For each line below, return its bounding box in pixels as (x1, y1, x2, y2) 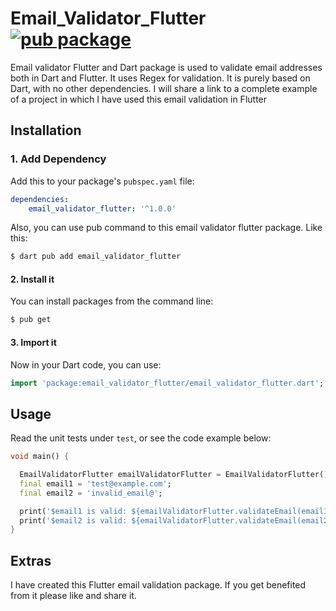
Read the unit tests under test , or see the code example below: (10, 432, 272, 444)
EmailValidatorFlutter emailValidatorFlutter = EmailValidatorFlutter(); (19, 470, 333, 480)
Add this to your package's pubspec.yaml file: (10, 175, 195, 187)
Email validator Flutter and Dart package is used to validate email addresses (10, 61, 323, 73)
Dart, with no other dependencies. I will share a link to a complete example (10, 82, 318, 94)
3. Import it (10, 336, 57, 348)
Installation (10, 122, 82, 139)
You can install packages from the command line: (10, 295, 214, 307)
